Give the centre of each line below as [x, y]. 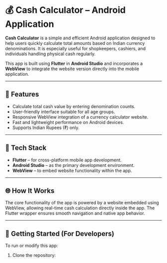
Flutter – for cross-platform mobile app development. [67, 160]
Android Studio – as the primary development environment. [73, 165]
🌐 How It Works [30, 191]
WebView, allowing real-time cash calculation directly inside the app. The [80, 208]
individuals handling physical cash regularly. [50, 54]
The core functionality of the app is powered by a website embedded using [82, 203]
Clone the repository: [34, 256]
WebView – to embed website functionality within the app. [72, 170]
